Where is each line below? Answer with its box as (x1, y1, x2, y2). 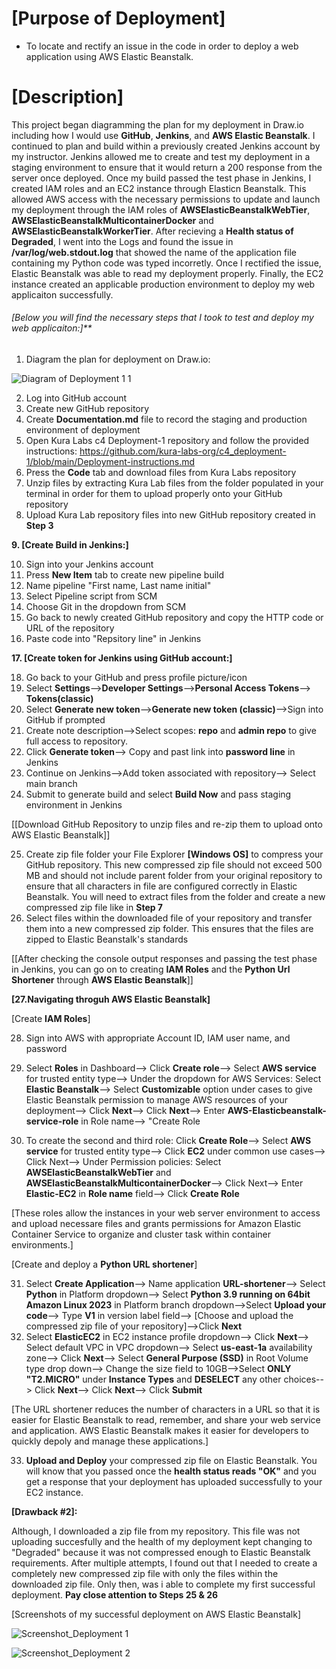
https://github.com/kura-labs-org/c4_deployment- (79, 445, 287, 457)
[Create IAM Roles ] (11, 1013, 91, 1025)
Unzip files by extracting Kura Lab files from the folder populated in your (25, 477, 324, 489)
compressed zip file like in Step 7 (25, 902, 164, 914)
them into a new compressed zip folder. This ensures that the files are (25, 923, 314, 935)
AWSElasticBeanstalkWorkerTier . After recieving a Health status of (11, 225, 294, 237)
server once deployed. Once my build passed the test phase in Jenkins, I (11, 172, 312, 184)
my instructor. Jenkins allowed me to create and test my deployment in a (11, 150, 311, 162)
